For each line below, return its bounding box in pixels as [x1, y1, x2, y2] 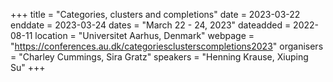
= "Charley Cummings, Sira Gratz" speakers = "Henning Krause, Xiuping [10, 51, 309, 63]
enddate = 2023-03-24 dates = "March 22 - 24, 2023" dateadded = [10, 19, 292, 31]
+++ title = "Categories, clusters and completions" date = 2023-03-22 [10, 9, 301, 20]
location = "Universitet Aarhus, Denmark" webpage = [34, 30, 255, 41]
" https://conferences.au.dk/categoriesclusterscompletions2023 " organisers [10, 40, 324, 52]
